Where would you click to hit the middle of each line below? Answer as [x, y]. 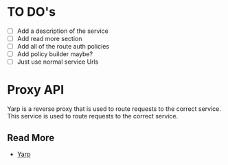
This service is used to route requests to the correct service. [93, 116]
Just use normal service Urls [58, 62]
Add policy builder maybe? [55, 54]
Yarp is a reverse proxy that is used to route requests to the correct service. [114, 109]
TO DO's [32, 12]
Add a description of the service [62, 31]
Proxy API [36, 90]
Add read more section [49, 39]
